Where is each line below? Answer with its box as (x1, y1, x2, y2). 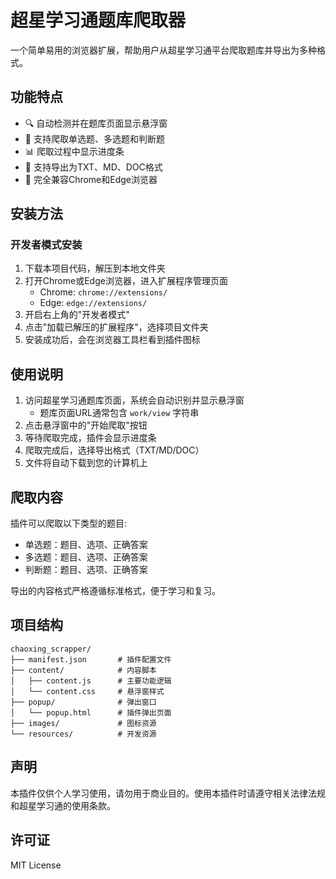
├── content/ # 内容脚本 (10, 665, 157, 675)
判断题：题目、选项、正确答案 (24, 564, 148, 576)
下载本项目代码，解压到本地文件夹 (24, 262, 166, 275)
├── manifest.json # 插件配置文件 (10, 654, 172, 665)
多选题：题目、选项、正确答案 (24, 551, 148, 563)
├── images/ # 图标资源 (10, 718, 157, 728)
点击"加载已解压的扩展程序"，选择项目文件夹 (24, 321, 209, 333)
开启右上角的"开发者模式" (24, 309, 130, 321)
